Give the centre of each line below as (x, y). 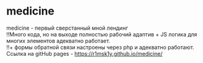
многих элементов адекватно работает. (59, 41)
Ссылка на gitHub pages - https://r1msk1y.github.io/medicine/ (84, 53)
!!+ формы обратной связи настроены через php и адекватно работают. (100, 47)
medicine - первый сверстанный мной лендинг (67, 28)
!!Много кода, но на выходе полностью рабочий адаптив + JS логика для (102, 34)
